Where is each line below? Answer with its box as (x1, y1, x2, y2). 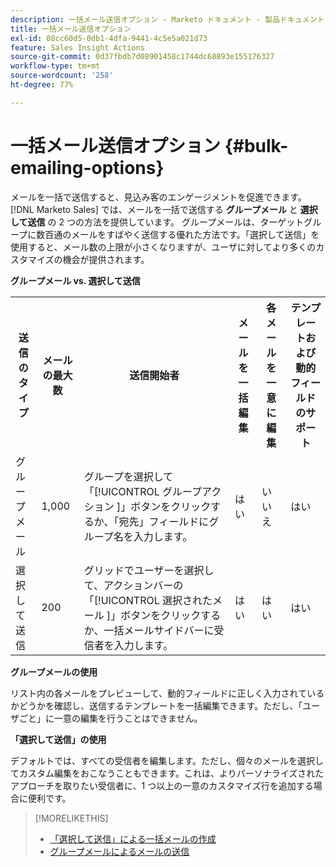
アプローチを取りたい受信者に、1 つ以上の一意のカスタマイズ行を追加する (10, 779, 314, 791)
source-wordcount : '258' (10, 71, 114, 81)
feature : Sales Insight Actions (10, 42, 145, 53)
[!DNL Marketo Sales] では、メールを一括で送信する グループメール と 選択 (10, 203, 318, 215)
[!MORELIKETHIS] (34, 812, 109, 824)
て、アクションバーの (83, 578, 184, 592)
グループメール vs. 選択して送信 (10, 274, 141, 286)
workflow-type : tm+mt (10, 61, 101, 71)
